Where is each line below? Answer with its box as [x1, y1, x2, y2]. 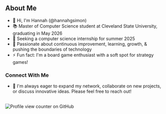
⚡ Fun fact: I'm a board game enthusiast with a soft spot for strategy [12, 52, 154, 58]
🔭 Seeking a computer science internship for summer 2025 [12, 35, 135, 42]
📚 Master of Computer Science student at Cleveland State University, [12, 23, 157, 29]
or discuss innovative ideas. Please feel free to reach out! [12, 88, 132, 94]
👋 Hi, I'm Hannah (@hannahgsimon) [12, 17, 87, 23]
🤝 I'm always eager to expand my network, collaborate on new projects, [12, 83, 161, 89]
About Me [5, 4, 37, 13]
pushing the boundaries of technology [12, 46, 92, 52]
